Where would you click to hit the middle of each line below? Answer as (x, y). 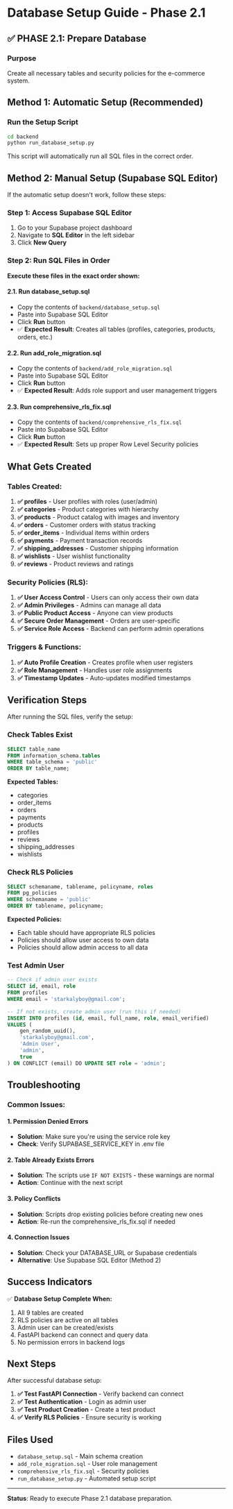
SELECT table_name (34, 749)
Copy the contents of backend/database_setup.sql (89, 307)
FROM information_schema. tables (54, 756)
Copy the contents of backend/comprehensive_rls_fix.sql (100, 422)
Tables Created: (35, 486)
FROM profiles (28, 993)
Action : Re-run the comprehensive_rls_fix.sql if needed (96, 1221)
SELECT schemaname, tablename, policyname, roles (80, 886)
